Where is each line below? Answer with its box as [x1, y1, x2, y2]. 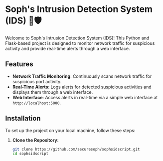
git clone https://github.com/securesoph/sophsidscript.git [12, 147, 140, 152]
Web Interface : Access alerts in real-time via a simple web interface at [12, 94, 158, 100]
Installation [5, 114, 41, 123]
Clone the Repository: [12, 137, 59, 143]
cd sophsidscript [12, 151, 49, 157]
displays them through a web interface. [12, 89, 93, 95]
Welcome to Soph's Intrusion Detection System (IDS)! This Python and [5, 35, 150, 41]
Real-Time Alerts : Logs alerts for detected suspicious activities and [12, 84, 152, 90]
